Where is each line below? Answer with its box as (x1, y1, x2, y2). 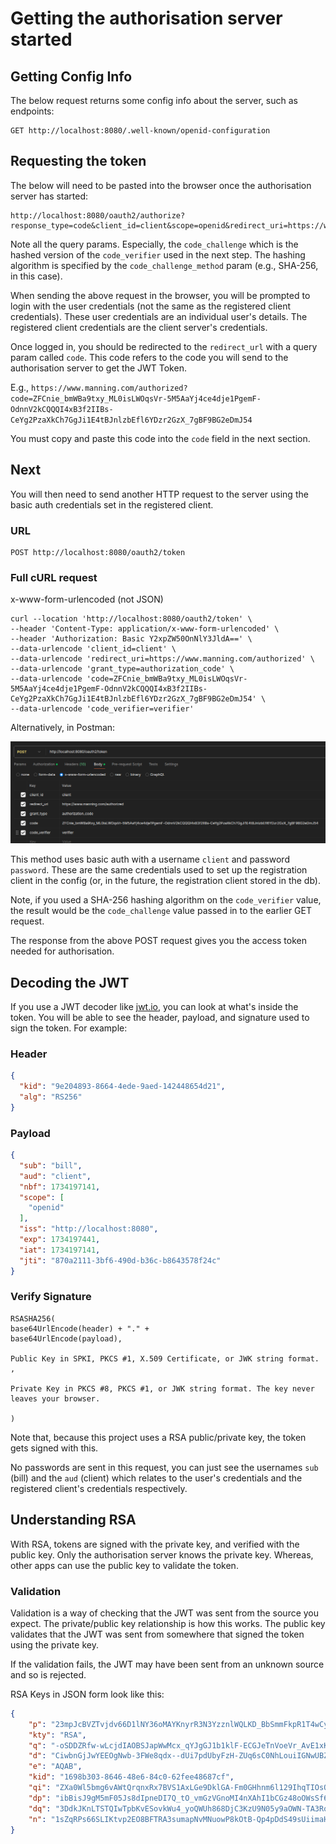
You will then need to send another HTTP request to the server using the (10, 488, 309, 500)
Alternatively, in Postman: (10, 722, 116, 734)
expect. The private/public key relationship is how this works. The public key (10, 1617, 326, 1629)
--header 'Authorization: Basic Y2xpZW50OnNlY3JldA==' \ (10, 634, 253, 644)
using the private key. (10, 1638, 99, 1651)
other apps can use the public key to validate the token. (10, 1559, 239, 1571)
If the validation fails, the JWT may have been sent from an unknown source (10, 1658, 325, 1670)
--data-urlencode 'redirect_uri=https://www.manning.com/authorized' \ (10, 654, 315, 664)
